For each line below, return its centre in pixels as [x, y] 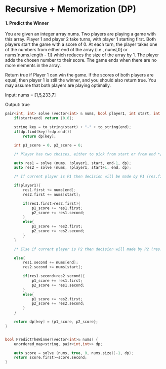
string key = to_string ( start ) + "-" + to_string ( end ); [73, 127]
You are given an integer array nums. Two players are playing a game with [81, 34]
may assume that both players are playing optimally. [58, 85]
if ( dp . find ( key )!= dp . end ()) [43, 132]
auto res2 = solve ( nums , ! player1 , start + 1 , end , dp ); [73, 168]
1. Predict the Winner [27, 23]
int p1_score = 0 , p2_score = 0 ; [48, 145]
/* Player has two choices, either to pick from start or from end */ [88, 154]
